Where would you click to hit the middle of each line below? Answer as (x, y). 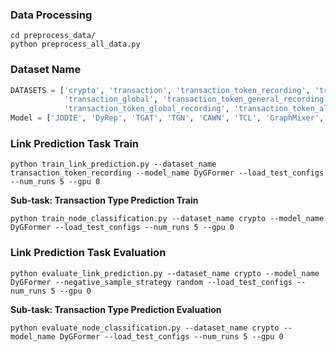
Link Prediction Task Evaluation (88, 253)
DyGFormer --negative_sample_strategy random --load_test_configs (151, 282)
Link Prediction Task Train (75, 144)
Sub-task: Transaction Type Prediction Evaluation (116, 309)
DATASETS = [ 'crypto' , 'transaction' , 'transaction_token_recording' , (160, 90)
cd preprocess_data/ (53, 36)
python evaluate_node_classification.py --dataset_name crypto (145, 328)
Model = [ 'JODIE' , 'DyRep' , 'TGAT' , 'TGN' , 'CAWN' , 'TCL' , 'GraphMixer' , (167, 118)
